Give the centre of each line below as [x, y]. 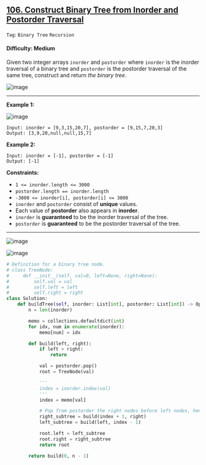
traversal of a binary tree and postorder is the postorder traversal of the [97, 69]
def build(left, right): [60, 344]
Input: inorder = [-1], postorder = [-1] [60, 156]
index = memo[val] [63, 400]
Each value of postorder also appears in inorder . [77, 210]
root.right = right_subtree [75, 439]
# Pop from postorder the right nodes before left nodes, [115, 411]
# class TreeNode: [30, 270]
